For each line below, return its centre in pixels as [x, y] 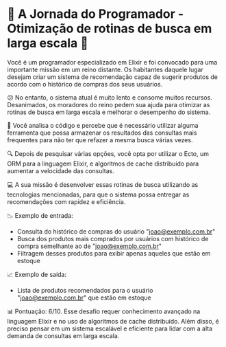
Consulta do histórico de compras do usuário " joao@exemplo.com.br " [116, 231]
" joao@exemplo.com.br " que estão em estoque [84, 298]
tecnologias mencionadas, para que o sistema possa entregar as [98, 194]
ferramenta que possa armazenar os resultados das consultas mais [102, 133]
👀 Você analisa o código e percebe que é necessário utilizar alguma [103, 125]
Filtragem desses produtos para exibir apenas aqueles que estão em [114, 253]
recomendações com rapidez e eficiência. [66, 201]
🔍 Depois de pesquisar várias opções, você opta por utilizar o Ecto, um [108, 153]
